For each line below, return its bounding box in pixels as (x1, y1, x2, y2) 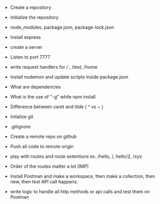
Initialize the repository (10, 14, 59, 20)
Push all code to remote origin (10, 144, 74, 149)
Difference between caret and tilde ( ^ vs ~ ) (10, 104, 104, 110)
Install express (10, 34, 41, 40)
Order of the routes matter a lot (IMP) (10, 164, 89, 169)
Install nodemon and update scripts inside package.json (10, 74, 129, 80)
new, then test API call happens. (10, 179, 78, 185)
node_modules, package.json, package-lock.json (10, 24, 114, 30)
